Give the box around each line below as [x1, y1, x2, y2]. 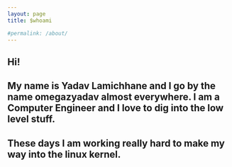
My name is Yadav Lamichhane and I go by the [7, 80, 216, 92]
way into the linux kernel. [7, 148, 121, 160]
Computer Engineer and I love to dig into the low [7, 102, 224, 114]
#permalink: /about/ [7, 30, 69, 37]
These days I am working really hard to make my [7, 137, 226, 149]
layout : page [7, 10, 46, 18]
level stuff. [7, 113, 55, 125]
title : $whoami [7, 17, 53, 24]
